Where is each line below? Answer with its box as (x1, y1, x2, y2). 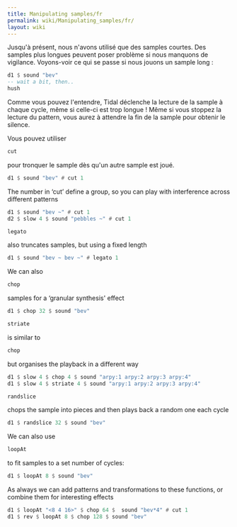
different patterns (7, 194, 59, 203)
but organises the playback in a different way (7, 360, 139, 368)
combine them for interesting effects (7, 493, 114, 501)
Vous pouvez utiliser (7, 134, 67, 143)
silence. (7, 121, 30, 128)
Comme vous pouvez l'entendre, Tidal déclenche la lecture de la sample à (7, 98, 223, 106)
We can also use (7, 432, 56, 440)
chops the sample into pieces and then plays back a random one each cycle (7, 406, 229, 414)
